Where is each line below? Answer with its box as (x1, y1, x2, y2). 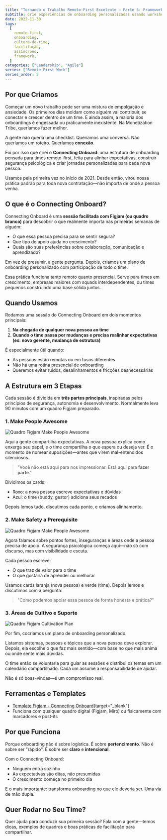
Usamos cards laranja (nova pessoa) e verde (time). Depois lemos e (5, 582, 144, 588)
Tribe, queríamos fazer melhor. (5, 125, 69, 131)
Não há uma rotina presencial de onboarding (12, 362, 104, 368)
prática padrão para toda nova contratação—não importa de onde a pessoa (5, 180, 160, 186)
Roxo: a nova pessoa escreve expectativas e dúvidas (12, 489, 121, 495)
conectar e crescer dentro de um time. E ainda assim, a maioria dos (5, 114, 144, 120)
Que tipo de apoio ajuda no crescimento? (12, 238, 97, 244)
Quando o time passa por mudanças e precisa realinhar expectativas (12, 332, 158, 338)
